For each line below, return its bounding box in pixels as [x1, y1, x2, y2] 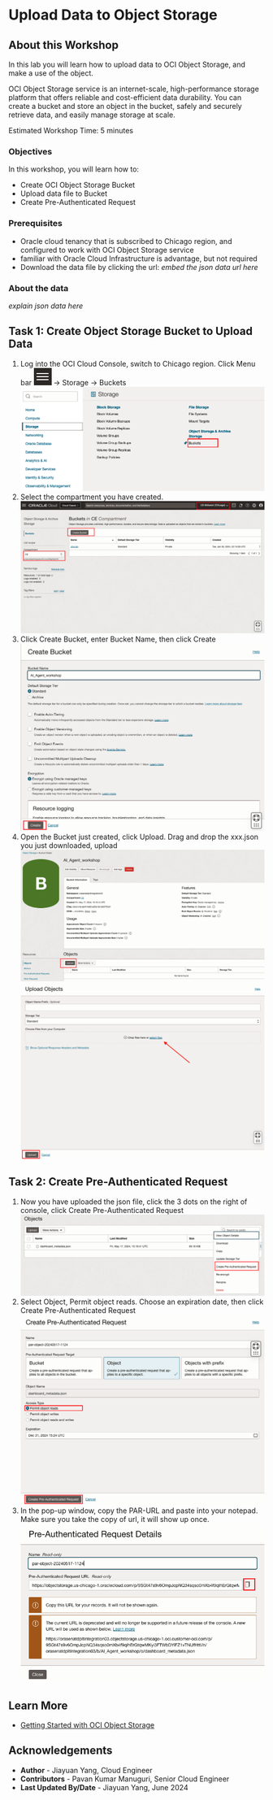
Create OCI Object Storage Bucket [19, 180, 136, 190]
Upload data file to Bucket [19, 189, 108, 198]
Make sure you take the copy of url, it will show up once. [19, 1514, 210, 1524]
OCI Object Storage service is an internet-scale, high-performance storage [8, 84, 260, 93]
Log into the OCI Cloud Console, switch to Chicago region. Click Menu [19, 359, 256, 368]
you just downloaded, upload [19, 840, 118, 850]
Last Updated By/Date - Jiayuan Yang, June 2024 [19, 1782, 188, 1792]
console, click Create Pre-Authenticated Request [19, 1205, 184, 1215]
